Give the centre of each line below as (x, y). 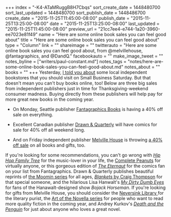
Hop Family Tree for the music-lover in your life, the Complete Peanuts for (83, 160)
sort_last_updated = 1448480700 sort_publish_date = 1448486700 (76, 13)
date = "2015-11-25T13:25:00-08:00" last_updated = (104, 23)
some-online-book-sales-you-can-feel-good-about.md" (64, 67)
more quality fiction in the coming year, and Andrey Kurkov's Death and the (84, 204)
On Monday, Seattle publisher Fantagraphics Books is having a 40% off (88, 109)
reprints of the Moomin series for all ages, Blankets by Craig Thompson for (84, 177)
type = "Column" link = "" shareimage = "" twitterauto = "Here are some (81, 45)
